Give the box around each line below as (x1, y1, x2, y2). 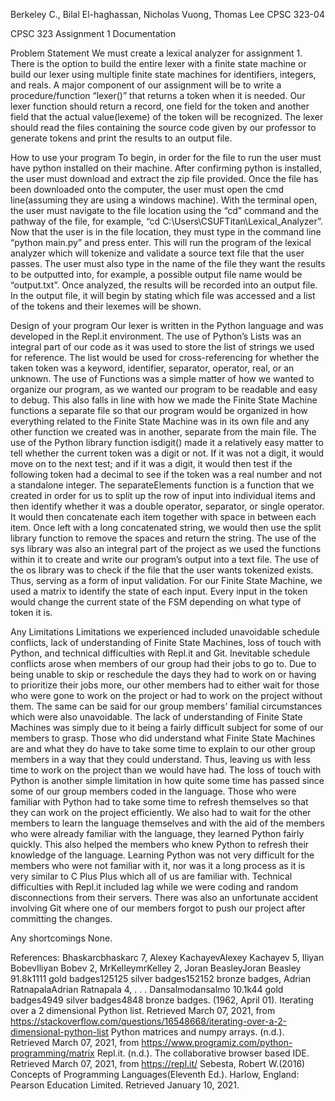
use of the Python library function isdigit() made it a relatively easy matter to (10, 437, 324, 448)
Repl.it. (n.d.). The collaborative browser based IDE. (96, 1047, 310, 1059)
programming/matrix (10, 1047, 95, 1059)
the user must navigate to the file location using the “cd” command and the (10, 205, 320, 216)
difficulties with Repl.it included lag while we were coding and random (10, 881, 299, 893)
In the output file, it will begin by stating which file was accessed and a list (10, 290, 316, 301)
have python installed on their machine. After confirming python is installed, (10, 162, 322, 174)
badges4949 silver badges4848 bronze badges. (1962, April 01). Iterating (10, 994, 314, 1006)
